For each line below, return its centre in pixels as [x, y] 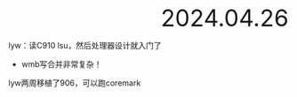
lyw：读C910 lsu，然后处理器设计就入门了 [85, 45]
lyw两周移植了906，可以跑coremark [75, 83]
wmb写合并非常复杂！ [62, 64]
